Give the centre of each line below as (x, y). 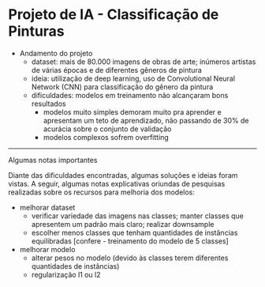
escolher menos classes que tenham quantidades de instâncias (134, 232)
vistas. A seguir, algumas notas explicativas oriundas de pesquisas (117, 183)
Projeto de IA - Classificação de (114, 15)
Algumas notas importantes (53, 160)
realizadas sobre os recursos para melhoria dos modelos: (102, 192)
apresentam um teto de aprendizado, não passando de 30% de (146, 120)
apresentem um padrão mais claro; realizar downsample (123, 224)
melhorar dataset (47, 207)
